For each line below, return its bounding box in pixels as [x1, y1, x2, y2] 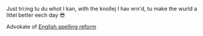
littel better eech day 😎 [6, 11, 65, 19]
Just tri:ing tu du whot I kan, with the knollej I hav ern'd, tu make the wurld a [6, 5, 197, 12]
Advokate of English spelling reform [6, 23, 97, 30]
